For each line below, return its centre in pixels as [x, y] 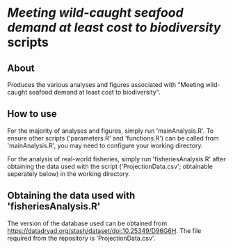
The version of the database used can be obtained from [87, 223]
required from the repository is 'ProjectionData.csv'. [81, 238]
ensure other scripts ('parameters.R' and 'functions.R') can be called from [113, 138]
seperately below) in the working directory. [69, 174]
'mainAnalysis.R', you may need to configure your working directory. [105, 145]
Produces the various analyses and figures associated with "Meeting [106, 85]
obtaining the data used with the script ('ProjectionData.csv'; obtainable [110, 166]
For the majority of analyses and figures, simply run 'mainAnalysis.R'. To [111, 131]
